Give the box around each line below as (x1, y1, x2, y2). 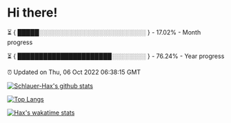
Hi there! (7, 5, 58, 21)
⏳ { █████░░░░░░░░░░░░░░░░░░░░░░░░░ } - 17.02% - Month (7, 28, 201, 36)
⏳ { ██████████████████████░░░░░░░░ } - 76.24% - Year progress (7, 52, 225, 60)
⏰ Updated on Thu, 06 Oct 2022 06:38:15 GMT (7, 68, 141, 76)
